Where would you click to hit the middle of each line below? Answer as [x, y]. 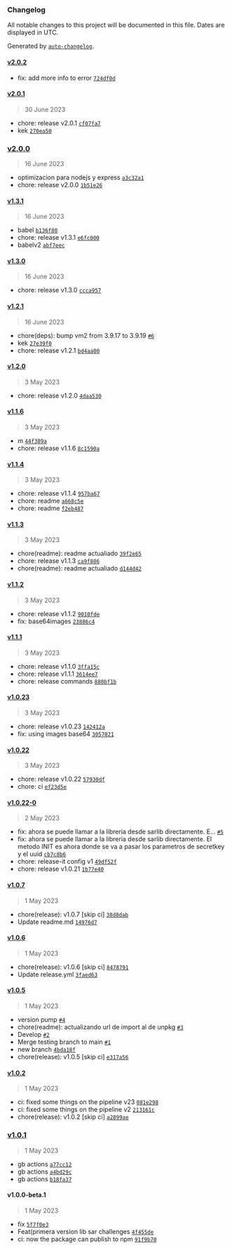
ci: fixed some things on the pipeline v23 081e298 [88, 1102]
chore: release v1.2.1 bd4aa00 [59, 350]
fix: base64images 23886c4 [56, 621]
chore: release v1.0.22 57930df [61, 779]
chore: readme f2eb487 [50, 508]
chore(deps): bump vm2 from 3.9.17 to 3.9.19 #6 [86, 335]
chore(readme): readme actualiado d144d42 [80, 569]
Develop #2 [34, 1035]
